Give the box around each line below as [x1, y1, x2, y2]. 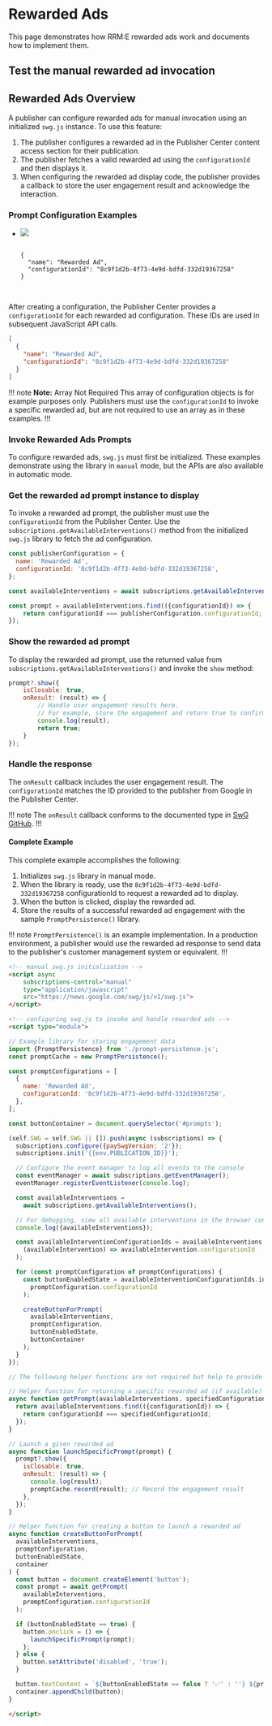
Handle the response [8, 759, 92, 770]
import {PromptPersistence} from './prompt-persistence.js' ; [8, 1045, 219, 1053]
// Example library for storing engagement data [8, 1037, 176, 1045]
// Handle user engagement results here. [37, 702, 180, 710]
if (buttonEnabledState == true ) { [15, 1620, 136, 1629]
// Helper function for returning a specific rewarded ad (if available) [8, 1387, 263, 1395]
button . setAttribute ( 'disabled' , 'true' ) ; [23, 1658, 168, 1666]
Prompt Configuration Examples [8, 210, 138, 221]
